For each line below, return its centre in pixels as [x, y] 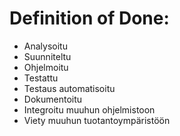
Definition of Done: [89, 18]
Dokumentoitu [53, 99]
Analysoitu [45, 46]
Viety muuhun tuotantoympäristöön [97, 120]
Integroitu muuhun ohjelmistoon [89, 109]
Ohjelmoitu [46, 67]
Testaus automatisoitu [69, 88]
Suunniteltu [47, 56]
